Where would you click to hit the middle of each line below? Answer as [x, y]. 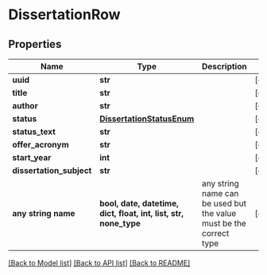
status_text [34, 132]
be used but [224, 203]
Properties [35, 44]
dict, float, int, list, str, [141, 213]
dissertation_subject [52, 171]
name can [220, 193]
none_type [120, 223]
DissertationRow [64, 15]
